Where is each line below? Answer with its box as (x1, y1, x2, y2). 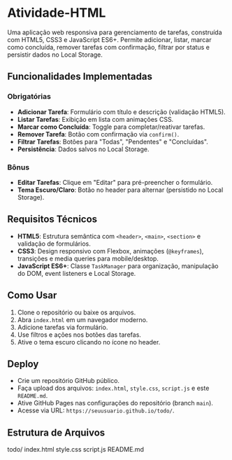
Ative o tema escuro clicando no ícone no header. (17, 337, 161, 346)
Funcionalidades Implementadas (7, 71, 152, 83)
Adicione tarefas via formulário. (17, 323, 108, 331)
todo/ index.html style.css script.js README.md (7, 445, 145, 454)
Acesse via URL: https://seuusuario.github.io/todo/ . (17, 406, 175, 414)
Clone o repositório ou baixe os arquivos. (17, 308, 136, 316)
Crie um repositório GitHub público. (17, 377, 120, 385)
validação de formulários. (17, 239, 91, 248)
